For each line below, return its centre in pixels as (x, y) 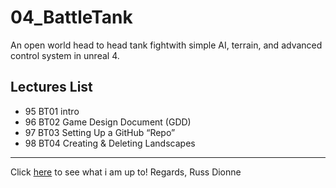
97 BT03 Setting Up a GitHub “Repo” (100, 132)
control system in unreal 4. (65, 55)
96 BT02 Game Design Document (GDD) (108, 122)
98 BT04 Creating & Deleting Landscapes (110, 143)
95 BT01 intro (52, 111)
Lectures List (51, 87)
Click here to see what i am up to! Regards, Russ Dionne (126, 172)
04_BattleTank (71, 17)
